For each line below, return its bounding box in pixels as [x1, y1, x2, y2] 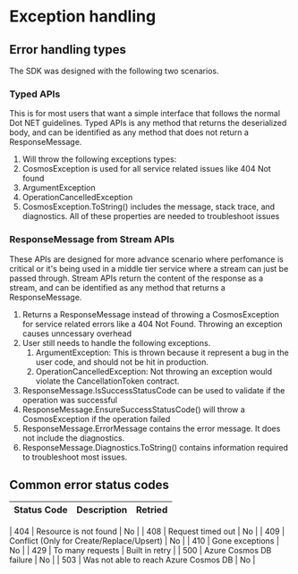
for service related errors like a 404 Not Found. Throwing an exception [21, 318, 284, 329]
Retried [135, 503, 168, 516]
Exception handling [9, 6, 157, 27]
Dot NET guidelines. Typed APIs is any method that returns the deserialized [9, 118, 287, 129]
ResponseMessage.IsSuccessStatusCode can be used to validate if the [21, 384, 285, 395]
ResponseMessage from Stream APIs [9, 233, 175, 246]
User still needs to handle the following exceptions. [21, 337, 211, 348]
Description [76, 503, 128, 516]
